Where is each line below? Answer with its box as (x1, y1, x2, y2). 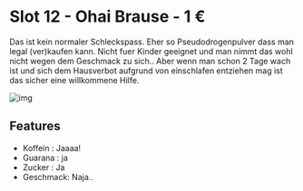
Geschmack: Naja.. (22, 171, 93, 182)
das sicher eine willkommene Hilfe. (9, 74, 140, 85)
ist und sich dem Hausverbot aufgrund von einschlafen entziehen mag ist (9, 65, 283, 76)
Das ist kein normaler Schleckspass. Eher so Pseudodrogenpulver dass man (9, 36, 295, 47)
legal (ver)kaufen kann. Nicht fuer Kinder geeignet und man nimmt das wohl (9, 45, 293, 56)
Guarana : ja (22, 152, 68, 163)
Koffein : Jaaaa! (22, 142, 82, 153)
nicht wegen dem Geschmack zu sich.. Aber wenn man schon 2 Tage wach (9, 55, 291, 66)
